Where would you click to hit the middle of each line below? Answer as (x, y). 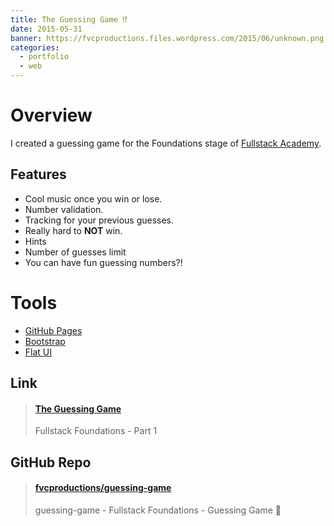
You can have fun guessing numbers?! (103, 262)
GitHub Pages (53, 330)
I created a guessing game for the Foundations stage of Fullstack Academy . (166, 143)
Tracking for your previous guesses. (99, 220)
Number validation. (64, 209)
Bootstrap (45, 341)
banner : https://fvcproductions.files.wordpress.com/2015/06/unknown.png (167, 38)
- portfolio (44, 57)
